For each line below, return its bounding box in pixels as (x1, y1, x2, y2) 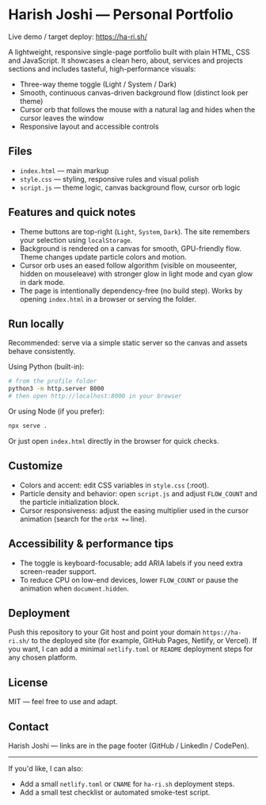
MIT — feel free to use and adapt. (8, 697, 118, 707)
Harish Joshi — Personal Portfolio (8, 6, 234, 24)
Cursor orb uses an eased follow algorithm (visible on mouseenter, (19, 260, 237, 270)
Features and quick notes (8, 206, 136, 219)
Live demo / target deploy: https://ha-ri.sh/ (8, 32, 148, 41)
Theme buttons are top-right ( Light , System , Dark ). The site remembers (19, 226, 251, 236)
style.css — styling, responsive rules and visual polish (19, 174, 199, 183)
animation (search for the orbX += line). (19, 514, 147, 523)
